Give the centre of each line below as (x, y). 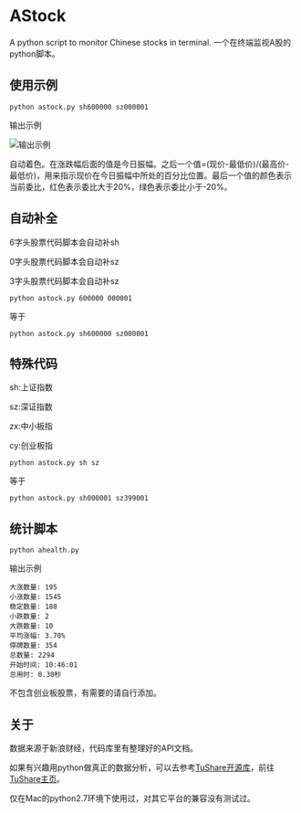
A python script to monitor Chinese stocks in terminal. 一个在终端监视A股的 (150, 42)
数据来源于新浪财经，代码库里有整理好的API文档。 (104, 748)
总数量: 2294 (32, 655)
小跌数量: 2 (30, 617)
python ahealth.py (44, 550)
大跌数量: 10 (31, 627)
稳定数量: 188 (33, 607)
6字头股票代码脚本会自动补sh (65, 242)
